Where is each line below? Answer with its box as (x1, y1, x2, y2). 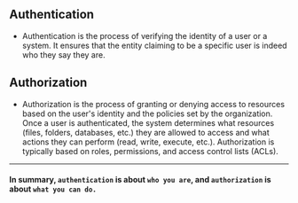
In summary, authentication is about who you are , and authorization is (9, 175, 272, 185)
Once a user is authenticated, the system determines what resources (21, 117, 275, 128)
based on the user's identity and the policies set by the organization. (21, 108, 273, 119)
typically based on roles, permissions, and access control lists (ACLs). (21, 145, 279, 156)
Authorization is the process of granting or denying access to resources (21, 98, 286, 109)
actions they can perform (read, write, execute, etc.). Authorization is (21, 137, 275, 147)
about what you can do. (9, 183, 98, 194)
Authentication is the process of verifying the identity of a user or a (21, 30, 268, 41)
